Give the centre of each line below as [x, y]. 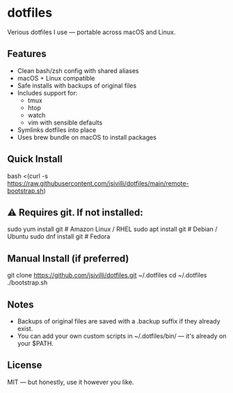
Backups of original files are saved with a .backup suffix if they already [119, 321]
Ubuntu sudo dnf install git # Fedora [59, 236]
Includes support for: [47, 93]
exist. [25, 329]
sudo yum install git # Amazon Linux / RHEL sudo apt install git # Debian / [112, 229]
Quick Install [35, 159]
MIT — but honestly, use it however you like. [71, 382]
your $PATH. [35, 343]
